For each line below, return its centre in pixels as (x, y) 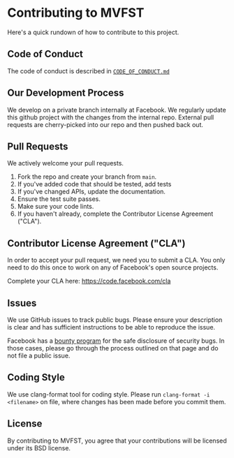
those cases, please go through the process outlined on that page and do (113, 348)
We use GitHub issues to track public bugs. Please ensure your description (115, 320)
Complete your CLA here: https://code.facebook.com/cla (89, 281)
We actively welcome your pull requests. (66, 163)
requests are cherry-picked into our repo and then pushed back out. (105, 124)
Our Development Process (66, 93)
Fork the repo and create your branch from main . (87, 177)
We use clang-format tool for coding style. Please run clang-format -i (109, 394)
